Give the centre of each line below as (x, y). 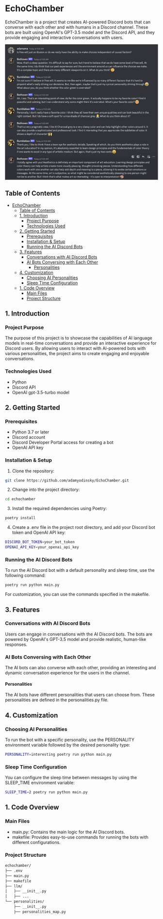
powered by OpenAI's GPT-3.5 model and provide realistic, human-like (76, 639)
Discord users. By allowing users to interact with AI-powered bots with (75, 348)
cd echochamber (20, 499)
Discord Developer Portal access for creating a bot (63, 442)
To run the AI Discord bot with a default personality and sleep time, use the (80, 570)
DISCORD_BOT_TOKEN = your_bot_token (40, 542)
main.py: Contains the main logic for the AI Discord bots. (68, 832)
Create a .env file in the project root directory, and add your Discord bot (83, 527)
